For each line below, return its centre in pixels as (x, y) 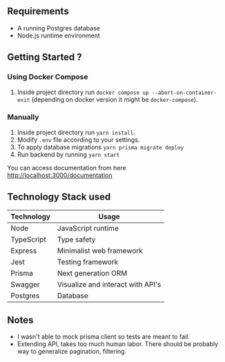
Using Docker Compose (48, 77)
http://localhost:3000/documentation (60, 175)
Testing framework (88, 262)
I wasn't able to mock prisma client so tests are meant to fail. (103, 337)
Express (24, 251)
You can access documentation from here (67, 168)
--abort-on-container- (184, 93)
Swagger (25, 284)
